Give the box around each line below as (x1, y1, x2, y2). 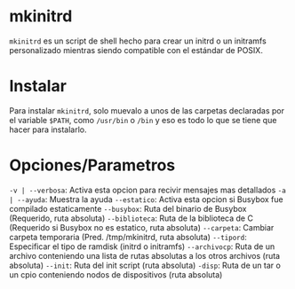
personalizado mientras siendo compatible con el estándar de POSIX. (9, 44, 264, 55)
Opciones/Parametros (9, 155, 176, 176)
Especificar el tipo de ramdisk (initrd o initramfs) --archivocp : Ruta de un (9, 241, 275, 252)
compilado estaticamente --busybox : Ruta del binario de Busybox (9, 203, 247, 214)
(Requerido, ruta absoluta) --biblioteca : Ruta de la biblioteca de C (9, 213, 253, 223)
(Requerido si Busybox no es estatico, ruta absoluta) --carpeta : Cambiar (9, 222, 275, 232)
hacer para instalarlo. (9, 124, 87, 135)
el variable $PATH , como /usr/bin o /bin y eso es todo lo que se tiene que (9, 114, 277, 125)
